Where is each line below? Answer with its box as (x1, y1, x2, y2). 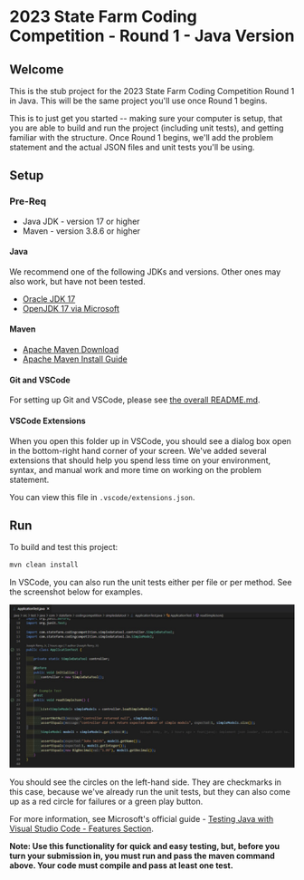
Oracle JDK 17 (22, 293, 76, 305)
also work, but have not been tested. (9, 276, 147, 286)
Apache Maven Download (22, 344, 119, 355)
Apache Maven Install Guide (22, 353, 128, 364)
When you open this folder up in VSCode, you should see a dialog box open (9, 435, 292, 446)
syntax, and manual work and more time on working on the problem (9, 464, 262, 475)
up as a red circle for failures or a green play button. (9, 796, 204, 807)
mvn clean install (9, 560, 79, 570)
